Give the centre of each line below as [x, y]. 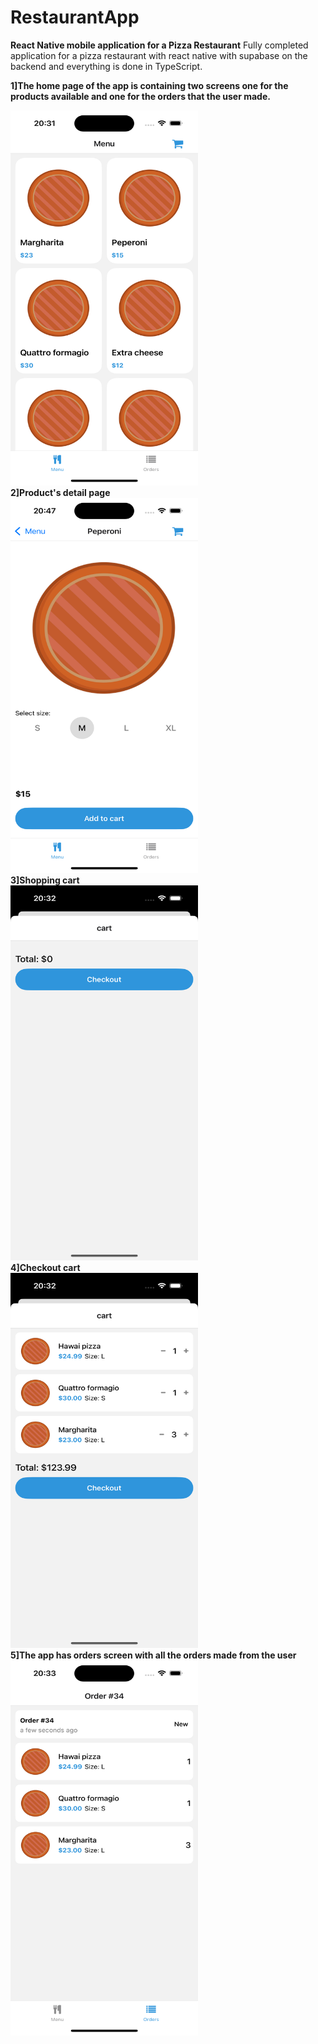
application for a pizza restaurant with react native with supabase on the [159, 55]
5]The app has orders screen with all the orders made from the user [153, 1655]
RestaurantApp [75, 17]
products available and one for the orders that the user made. [140, 96]
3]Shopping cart [45, 880]
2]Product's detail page [60, 492]
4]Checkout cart [45, 1267]
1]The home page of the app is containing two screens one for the [149, 85]
